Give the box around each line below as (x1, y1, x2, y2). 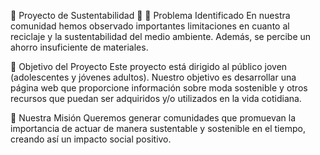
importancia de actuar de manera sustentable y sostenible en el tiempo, (10, 123, 306, 134)
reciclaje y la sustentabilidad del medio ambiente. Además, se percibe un (10, 31, 312, 42)
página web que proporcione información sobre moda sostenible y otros (10, 82, 308, 94)
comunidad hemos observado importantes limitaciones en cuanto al (10, 20, 290, 32)
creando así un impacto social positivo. (10, 133, 172, 145)
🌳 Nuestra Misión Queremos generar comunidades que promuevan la (10, 112, 297, 124)
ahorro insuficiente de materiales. (10, 41, 149, 53)
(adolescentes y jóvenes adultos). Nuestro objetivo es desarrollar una (10, 71, 297, 83)
